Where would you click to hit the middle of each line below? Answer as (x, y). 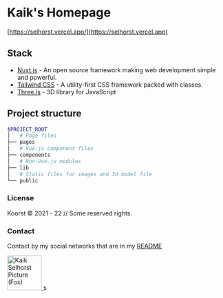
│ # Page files (32, 136)
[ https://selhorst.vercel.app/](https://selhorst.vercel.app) (87, 32)
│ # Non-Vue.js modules (44, 161)
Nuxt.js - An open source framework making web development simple (116, 70)
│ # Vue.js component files (51, 149)
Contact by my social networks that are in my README (85, 246)
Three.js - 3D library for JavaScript (66, 92)
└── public (23, 180)
